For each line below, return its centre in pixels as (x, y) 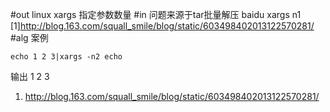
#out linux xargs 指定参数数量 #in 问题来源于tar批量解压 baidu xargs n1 (156, 14)
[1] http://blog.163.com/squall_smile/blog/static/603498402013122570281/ (162, 26)
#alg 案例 (29, 37)
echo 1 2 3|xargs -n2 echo (66, 57)
